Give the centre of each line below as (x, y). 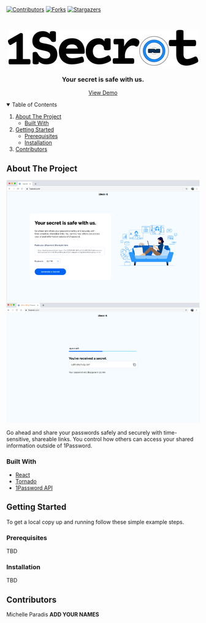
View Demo (103, 93)
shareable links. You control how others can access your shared (113, 439)
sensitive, (18, 439)
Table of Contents (34, 105)
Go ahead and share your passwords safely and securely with (84, 432)
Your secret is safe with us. (103, 79)
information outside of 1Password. (49, 446)
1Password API (34, 488)
